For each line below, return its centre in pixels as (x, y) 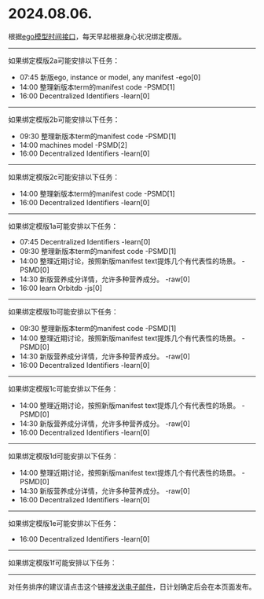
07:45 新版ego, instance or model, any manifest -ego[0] (110, 77)
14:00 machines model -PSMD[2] (73, 145)
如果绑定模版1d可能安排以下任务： (64, 456)
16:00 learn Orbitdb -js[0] (61, 288)
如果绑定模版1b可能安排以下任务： (64, 311)
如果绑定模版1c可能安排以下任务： (63, 388)
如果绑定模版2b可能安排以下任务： (64, 119)
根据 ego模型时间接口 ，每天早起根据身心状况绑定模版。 (97, 36)
